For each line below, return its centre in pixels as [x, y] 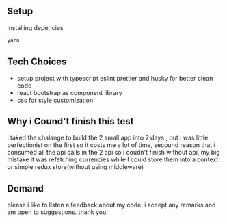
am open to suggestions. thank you [57, 212]
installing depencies [35, 27]
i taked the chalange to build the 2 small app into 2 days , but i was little [108, 138]
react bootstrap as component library [69, 92]
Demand [26, 188]
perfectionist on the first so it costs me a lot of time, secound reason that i [111, 145]
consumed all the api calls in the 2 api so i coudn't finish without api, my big [113, 153]
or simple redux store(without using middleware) [76, 167]
